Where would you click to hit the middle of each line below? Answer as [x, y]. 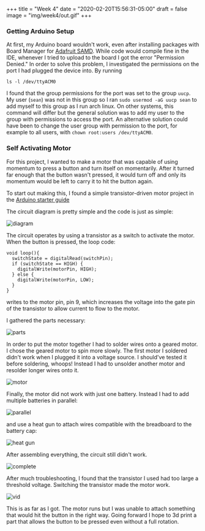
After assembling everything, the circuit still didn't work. [77, 454]
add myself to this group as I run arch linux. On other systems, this [90, 106]
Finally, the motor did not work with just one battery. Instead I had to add [98, 394]
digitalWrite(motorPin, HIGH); [57, 269]
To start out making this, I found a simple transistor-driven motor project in [100, 193]
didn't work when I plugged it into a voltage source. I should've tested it [97, 357]
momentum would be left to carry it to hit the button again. [80, 181]
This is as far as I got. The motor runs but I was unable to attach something [101, 508]
